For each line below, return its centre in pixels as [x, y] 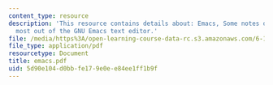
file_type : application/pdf [56, 46]
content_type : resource [49, 16]
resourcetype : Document [49, 53]
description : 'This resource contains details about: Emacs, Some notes [134, 23]
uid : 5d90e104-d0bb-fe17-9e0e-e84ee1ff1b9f [83, 69]
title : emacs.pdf [38, 62]
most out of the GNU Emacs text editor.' [87, 31]
